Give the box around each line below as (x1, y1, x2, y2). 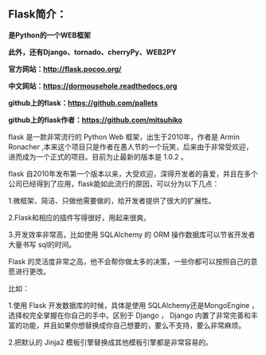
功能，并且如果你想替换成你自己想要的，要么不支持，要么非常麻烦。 (22, 320, 245, 329)
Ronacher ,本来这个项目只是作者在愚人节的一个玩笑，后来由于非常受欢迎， (8, 142, 253, 152)
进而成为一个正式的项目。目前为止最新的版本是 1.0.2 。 (8, 152, 189, 161)
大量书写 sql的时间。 (8, 239, 76, 249)
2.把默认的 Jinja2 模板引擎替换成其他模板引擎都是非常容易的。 (8, 337, 213, 347)
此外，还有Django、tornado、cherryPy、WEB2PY (8, 47, 177, 57)
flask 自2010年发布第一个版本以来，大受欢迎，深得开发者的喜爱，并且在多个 (8, 168, 259, 178)
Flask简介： (8, 7, 68, 22)
